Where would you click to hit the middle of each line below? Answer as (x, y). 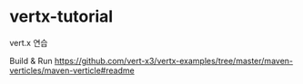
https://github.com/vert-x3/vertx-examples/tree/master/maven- (174, 61)
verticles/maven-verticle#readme (72, 70)
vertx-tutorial (61, 17)
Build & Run (31, 61)
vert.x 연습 (29, 42)
